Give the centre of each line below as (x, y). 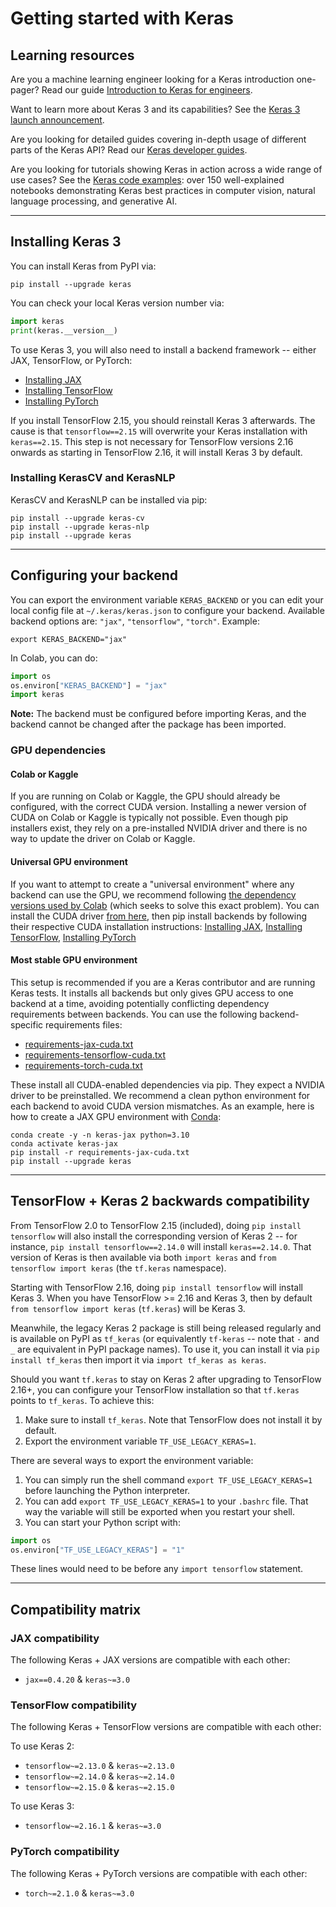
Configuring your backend (94, 575)
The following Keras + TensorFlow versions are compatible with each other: (166, 1727)
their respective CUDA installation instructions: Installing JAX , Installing (156, 926)
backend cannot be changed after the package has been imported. (148, 724)
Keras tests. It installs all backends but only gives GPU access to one (152, 993)
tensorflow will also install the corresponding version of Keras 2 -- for (154, 1236)
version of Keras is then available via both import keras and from (143, 1257)
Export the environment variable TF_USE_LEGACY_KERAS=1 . (140, 1441)
